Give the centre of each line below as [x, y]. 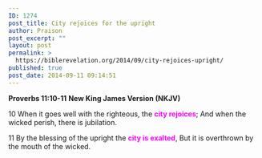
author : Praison [35, 30]
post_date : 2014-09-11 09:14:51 [62, 75]
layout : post [30, 46]
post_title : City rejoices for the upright [82, 23]
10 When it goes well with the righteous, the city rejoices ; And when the [127, 114]
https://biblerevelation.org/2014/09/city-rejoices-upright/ [120, 61]
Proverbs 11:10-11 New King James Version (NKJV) [95, 98]
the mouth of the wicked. [50, 146]
